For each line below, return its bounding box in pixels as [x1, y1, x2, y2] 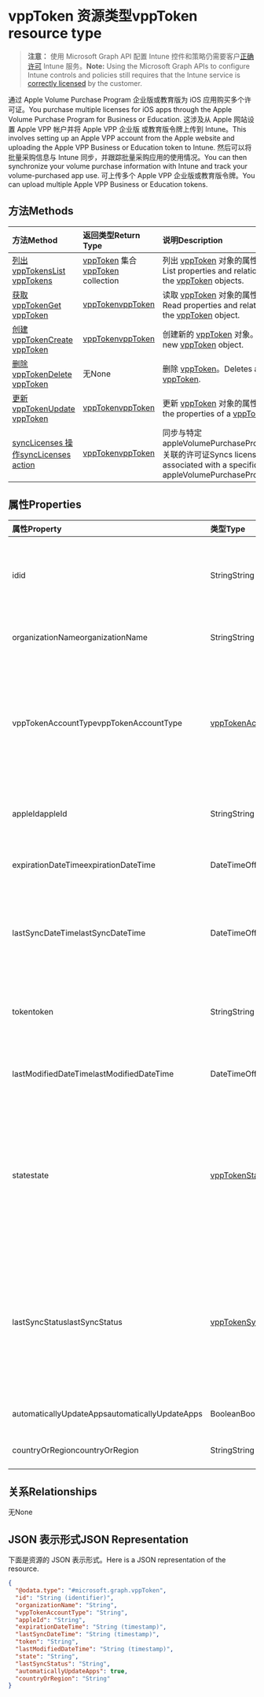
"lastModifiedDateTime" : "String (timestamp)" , [15, 1645, 174, 1654]
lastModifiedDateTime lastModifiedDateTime [12, 1068, 174, 1079]
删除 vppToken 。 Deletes [162, 363, 253, 374]
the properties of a [162, 408, 232, 419]
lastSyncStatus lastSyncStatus [12, 1316, 123, 1327]
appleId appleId [12, 808, 68, 819]
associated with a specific [162, 459, 259, 470]
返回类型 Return [82, 229, 141, 240]
